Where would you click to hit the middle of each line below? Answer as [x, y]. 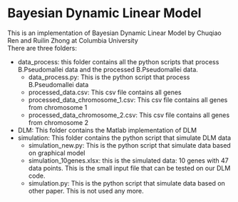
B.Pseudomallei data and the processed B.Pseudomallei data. [108, 69]
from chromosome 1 [58, 107]
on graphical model [57, 153]
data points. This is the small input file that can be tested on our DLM [129, 168]
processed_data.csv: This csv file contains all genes [105, 92]
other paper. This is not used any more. [86, 191]
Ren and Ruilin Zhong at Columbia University [73, 40]
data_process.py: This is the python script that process [109, 77]
